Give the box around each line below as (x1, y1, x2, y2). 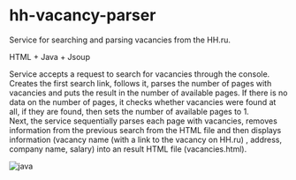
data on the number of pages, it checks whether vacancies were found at (9, 96, 277, 107)
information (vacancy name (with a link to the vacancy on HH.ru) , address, (9, 134, 283, 145)
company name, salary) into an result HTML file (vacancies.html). (9, 143, 247, 154)
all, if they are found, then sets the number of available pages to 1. (9, 106, 249, 116)
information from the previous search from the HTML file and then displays (9, 124, 282, 135)
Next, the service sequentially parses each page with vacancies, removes (9, 116, 278, 126)
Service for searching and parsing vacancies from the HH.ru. (9, 34, 231, 45)
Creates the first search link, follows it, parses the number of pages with (9, 78, 272, 88)
